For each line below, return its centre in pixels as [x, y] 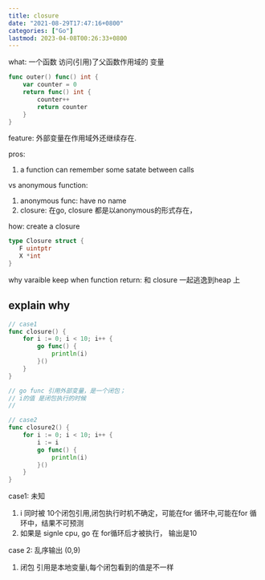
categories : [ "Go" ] [41, 30]
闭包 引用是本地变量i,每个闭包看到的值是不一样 [97, 567]
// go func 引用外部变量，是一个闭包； [67, 391]
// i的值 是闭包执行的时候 [47, 398]
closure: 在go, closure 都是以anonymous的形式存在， [108, 210]
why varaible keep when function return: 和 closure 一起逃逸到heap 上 [124, 280]
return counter [63, 107]
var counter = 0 [50, 85]
